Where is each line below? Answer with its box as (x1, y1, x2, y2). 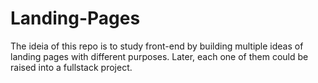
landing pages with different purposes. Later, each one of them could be (10, 50, 309, 62)
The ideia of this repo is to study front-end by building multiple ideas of (10, 40, 304, 52)
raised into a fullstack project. (10, 61, 133, 73)
